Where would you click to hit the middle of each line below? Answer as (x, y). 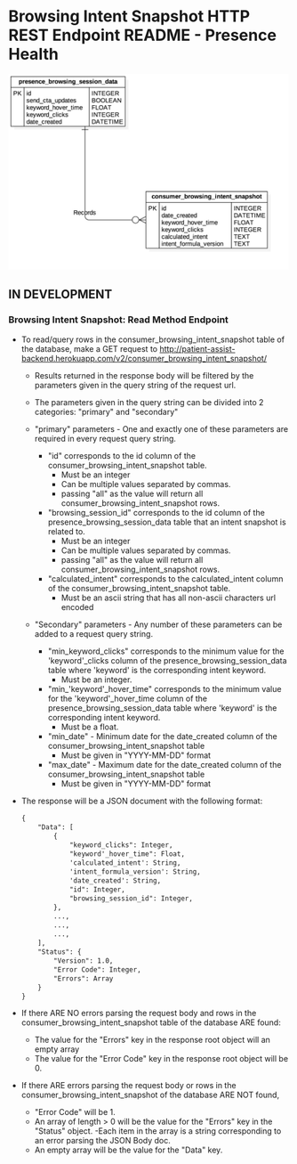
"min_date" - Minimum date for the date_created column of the (162, 736)
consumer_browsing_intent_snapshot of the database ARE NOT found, (150, 1095)
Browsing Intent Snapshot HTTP (129, 16)
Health (33, 54)
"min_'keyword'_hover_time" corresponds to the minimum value (165, 688)
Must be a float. (90, 727)
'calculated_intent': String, (125, 863)
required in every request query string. (105, 438)
